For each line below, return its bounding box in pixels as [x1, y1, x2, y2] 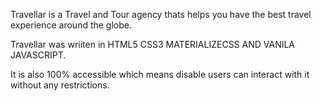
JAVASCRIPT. [10, 49, 67, 61]
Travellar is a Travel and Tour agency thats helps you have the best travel [10, 9, 312, 20]
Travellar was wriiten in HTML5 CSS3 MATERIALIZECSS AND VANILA [10, 39, 296, 50]
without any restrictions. [10, 79, 110, 91]
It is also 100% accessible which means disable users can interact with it [10, 69, 310, 80]
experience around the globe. [10, 19, 133, 31]
